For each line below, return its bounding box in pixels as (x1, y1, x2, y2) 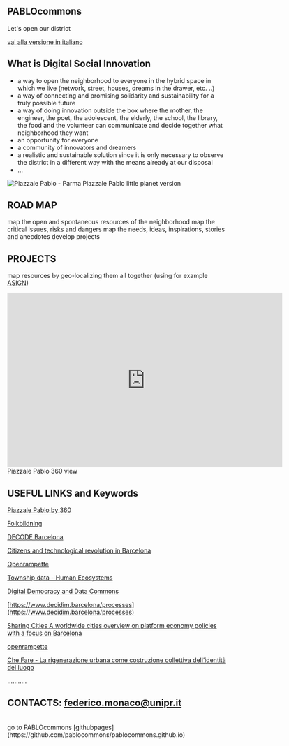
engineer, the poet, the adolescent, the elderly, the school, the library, (17, 113, 218, 122)
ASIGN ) (7, 279, 29, 287)
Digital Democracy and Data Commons (7, 587, 119, 596)
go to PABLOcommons (7, 723, 72, 731)
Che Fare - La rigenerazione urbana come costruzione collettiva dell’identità (7, 656, 227, 664)
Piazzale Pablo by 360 (7, 506, 72, 514)
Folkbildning (7, 520, 43, 528)
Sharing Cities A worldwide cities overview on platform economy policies (7, 622, 218, 630)
